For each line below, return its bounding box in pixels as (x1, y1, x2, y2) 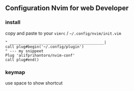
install (5, 19, 21, 26)
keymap (5, 69, 26, 76)
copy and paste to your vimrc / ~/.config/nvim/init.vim (5, 30, 121, 36)
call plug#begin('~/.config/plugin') (5, 44, 84, 49)
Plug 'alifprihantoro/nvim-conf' (5, 53, 75, 58)
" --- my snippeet (5, 48, 44, 54)
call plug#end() (5, 57, 39, 62)
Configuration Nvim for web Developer (5, 4, 129, 12)
